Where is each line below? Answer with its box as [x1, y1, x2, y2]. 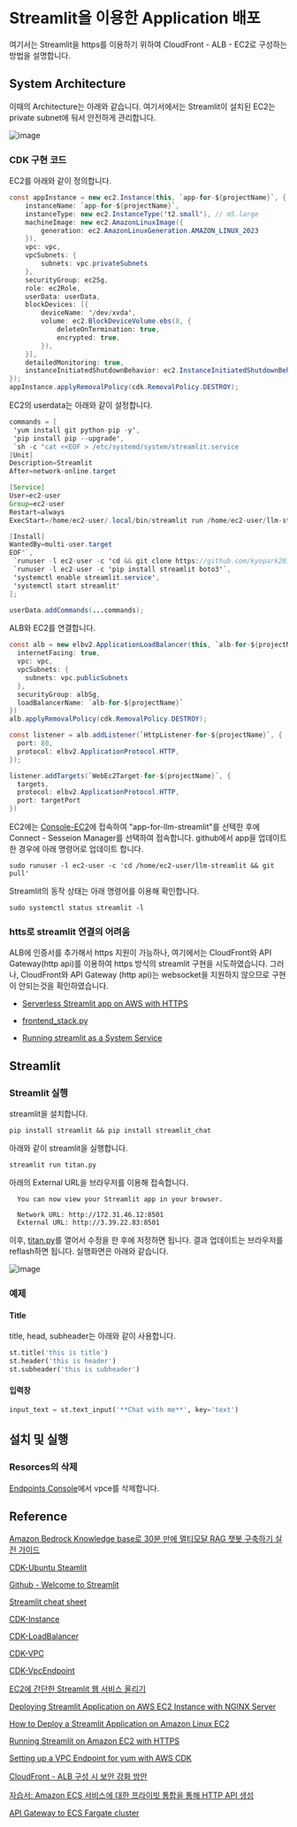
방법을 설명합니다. [9, 50, 72, 60]
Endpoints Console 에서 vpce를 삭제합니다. [9, 1482, 160, 1494]
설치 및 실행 [9, 1433, 69, 1448]
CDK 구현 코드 [9, 153, 67, 166]
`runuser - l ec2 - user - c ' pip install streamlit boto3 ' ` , [12, 565, 232, 574]
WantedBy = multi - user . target [9, 540, 113, 550]
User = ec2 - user [9, 491, 62, 501]
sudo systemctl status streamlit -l [9, 903, 144, 913]
